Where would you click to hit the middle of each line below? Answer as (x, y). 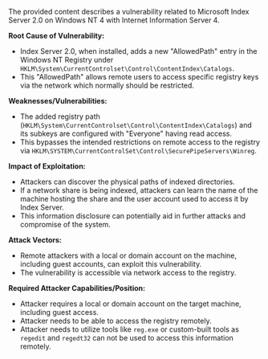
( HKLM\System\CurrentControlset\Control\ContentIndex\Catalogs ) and (136, 125)
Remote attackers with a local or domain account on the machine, (128, 255)
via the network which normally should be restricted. (107, 85)
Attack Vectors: (35, 240)
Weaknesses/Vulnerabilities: (58, 101)
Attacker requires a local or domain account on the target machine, (131, 304)
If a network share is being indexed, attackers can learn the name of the (139, 190)
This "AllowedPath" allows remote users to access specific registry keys (139, 77)
